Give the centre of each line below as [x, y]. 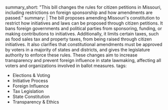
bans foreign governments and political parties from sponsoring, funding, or [83, 28]
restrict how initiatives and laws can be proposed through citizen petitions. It [84, 23]
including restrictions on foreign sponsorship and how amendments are [79, 12]
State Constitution [31, 96]
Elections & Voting [31, 75]
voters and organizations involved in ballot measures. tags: [66, 65]
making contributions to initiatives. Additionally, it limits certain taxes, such [82, 34]
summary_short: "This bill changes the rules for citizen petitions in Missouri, [83, 7]
